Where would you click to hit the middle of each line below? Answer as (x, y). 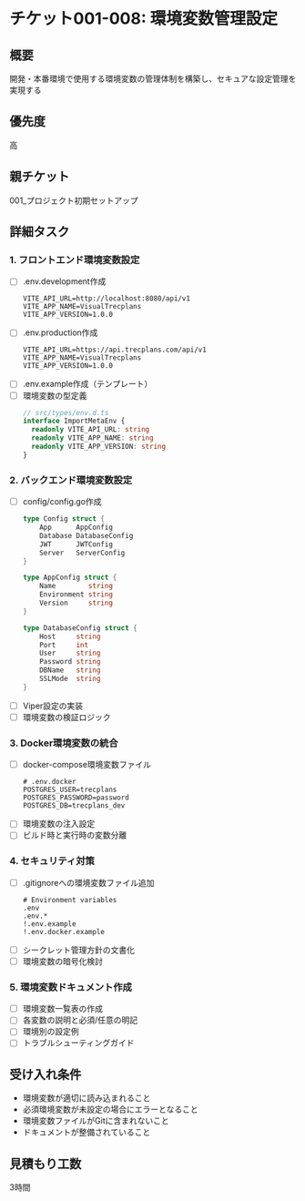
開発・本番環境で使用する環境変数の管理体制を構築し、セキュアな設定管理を (153, 79)
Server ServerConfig (82, 553)
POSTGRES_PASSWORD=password (76, 798)
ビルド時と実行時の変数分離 (75, 835)
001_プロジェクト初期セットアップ (74, 200)
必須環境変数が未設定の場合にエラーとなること (110, 1109)
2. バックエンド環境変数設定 (71, 480)
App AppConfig (76, 528)
